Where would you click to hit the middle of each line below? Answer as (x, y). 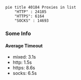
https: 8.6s (24, 68)
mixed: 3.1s (24, 57)
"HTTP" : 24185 (31, 12)
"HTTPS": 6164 (29, 16)
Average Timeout (24, 45)
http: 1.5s (22, 62)
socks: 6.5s (25, 73)
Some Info (18, 33)
